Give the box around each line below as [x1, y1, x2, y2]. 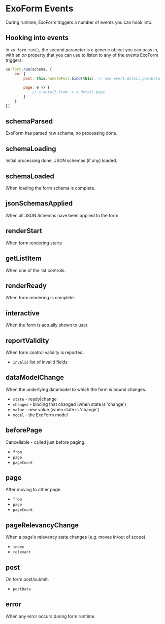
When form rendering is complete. [5, 295, 75, 301]
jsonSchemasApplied [5, 199, 73, 208]
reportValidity [5, 336, 49, 345]
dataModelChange [5, 373, 64, 382]
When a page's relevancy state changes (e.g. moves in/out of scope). [5, 534, 147, 540]
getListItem [5, 254, 41, 263]
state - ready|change [12, 396, 57, 402]
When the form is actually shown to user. [5, 322, 89, 328]
